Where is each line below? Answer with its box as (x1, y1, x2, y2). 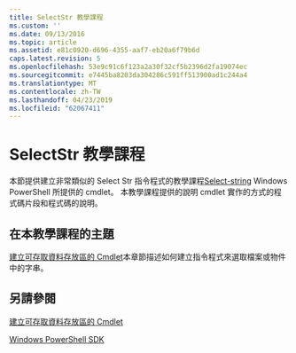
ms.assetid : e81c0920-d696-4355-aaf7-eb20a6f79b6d (9, 46, 200, 55)
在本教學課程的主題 (9, 226, 114, 241)
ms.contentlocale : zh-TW (9, 87, 101, 96)
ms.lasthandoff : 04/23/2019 (9, 95, 113, 105)
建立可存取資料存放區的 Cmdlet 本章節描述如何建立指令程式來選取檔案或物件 (9, 252, 286, 262)
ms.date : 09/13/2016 (9, 29, 86, 38)
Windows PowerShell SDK (9, 333, 105, 344)
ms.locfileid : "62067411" (9, 104, 105, 113)
